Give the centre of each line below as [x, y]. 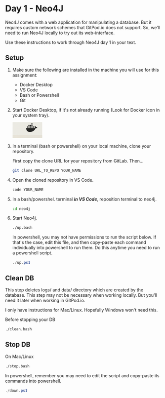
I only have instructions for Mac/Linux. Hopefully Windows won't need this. [82, 310]
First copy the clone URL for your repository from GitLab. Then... [78, 160]
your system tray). [31, 115]
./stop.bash [17, 366]
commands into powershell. [33, 381]
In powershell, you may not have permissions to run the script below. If [84, 237]
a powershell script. [32, 253]
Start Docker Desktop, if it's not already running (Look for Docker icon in [86, 110]
